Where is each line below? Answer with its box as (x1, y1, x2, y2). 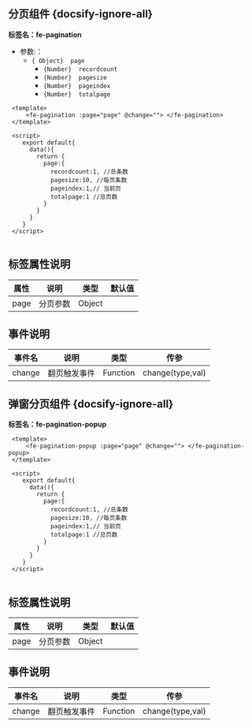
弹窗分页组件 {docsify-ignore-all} (8, 397, 174, 410)
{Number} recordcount (43, 65, 118, 73)
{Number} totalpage (43, 90, 111, 98)
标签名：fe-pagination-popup (8, 420, 107, 429)
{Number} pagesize (43, 73, 108, 81)
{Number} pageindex (43, 82, 111, 90)
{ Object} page (31, 57, 85, 65)
